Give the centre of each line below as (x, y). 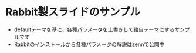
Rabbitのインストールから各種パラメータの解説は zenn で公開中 (89, 44)
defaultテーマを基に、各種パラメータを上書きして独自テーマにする (94, 29)
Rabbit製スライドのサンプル (73, 12)
